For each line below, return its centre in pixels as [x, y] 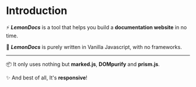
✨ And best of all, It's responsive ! [47, 78]
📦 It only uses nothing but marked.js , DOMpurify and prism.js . [83, 64]
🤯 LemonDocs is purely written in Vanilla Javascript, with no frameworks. [94, 47]
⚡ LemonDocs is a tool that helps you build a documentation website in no [97, 27]
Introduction [37, 11]
